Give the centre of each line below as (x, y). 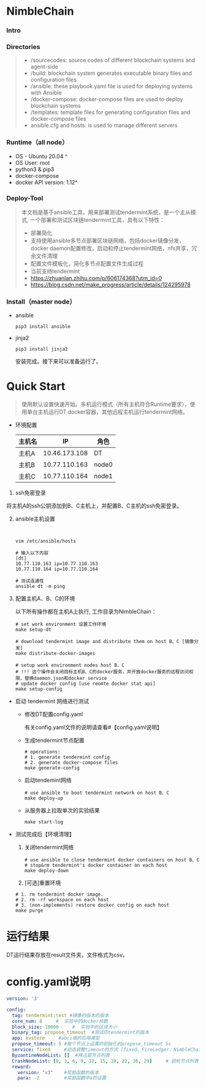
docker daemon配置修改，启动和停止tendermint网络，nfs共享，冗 (114, 248)
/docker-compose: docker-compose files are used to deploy (107, 99)
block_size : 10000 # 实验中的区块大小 (65, 1027)
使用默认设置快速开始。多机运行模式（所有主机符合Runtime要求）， (105, 404)
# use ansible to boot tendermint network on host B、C (97, 793)
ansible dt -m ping (40, 587)
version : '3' (23, 999)
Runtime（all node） (37, 142)
